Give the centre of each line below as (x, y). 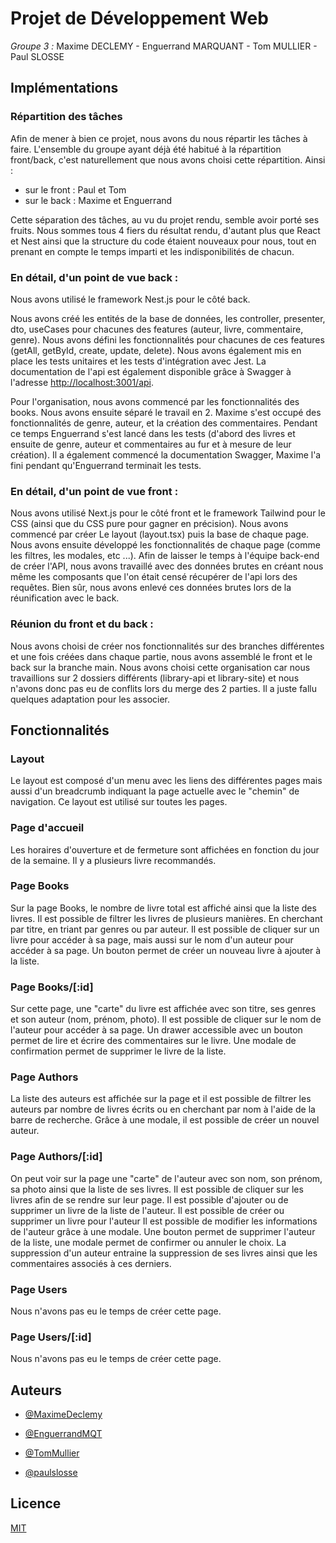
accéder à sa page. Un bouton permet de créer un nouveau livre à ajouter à (166, 950)
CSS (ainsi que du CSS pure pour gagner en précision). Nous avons (149, 524)
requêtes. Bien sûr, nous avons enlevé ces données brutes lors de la (151, 588)
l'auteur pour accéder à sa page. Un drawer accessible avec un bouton (156, 1030)
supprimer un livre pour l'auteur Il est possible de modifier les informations (164, 1221)
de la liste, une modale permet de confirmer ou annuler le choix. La (148, 1242)
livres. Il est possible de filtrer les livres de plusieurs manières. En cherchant (166, 918)
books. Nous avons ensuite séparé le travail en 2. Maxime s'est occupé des (166, 412)
